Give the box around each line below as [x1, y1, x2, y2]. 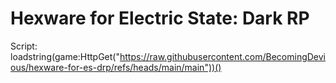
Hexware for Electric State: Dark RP [10, 7, 310, 30]
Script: [10, 40, 38, 52]
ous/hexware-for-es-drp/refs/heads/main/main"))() [10, 61, 222, 73]
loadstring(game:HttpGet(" [10, 50, 120, 62]
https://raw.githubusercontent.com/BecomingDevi [119, 50, 326, 62]
